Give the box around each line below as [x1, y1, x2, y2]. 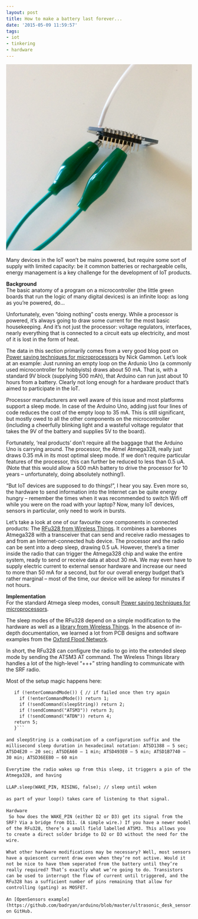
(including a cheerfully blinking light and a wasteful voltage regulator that [6, 421, 184, 428]
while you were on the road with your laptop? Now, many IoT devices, [6, 501, 175, 508]
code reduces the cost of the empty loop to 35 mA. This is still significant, [6, 408, 186, 416]
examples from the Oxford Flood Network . [6, 635, 109, 642]
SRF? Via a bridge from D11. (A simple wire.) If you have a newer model [6, 819, 192, 826]
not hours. [6, 581, 31, 588]
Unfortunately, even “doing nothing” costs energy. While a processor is [6, 310, 179, 317]
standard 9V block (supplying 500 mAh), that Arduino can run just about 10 [6, 372, 189, 379]
